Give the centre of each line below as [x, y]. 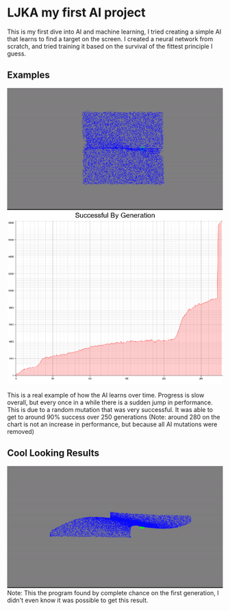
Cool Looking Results [53, 453]
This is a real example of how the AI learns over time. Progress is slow [106, 395]
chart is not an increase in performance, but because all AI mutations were [112, 424]
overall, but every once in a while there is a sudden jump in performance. [110, 402]
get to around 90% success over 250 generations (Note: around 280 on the [114, 417]
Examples [28, 75]
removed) [21, 431]
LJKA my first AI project [76, 13]
